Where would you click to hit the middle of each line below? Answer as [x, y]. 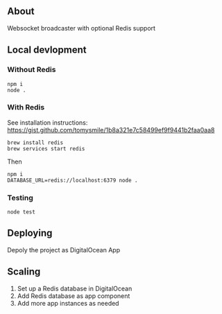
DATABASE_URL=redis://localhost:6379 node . [72, 180]
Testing [20, 198]
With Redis [26, 107]
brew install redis [35, 142]
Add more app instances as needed [68, 303]
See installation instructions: [48, 122]
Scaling [24, 272]
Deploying [30, 233]
